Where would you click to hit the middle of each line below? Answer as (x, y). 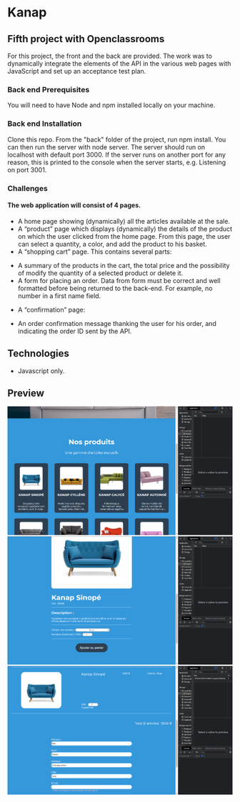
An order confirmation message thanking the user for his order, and (117, 323)
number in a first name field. (59, 296)
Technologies (39, 353)
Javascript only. (41, 371)
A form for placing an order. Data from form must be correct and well (119, 280)
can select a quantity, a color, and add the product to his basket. (112, 244)
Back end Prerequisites (49, 89)
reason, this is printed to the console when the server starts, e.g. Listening (117, 162)
